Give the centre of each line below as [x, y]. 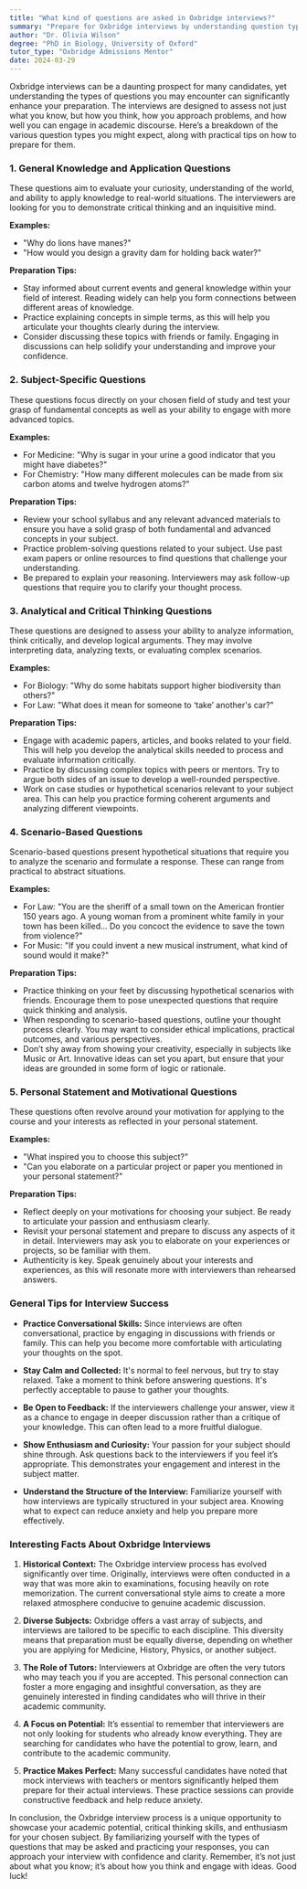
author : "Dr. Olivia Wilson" [65, 35]
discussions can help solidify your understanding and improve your [149, 346]
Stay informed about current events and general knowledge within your [157, 288]
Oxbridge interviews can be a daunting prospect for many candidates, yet [148, 86]
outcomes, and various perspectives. [92, 1039]
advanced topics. [42, 419]
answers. [40, 1279]
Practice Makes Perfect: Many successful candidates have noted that [155, 1771]
